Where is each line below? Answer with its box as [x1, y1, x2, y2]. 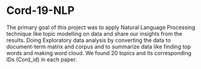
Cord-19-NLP [6, 4, 75, 18]
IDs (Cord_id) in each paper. [6, 56, 78, 63]
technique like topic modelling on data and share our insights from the [6, 30, 183, 37]
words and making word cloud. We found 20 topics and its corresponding [6, 49, 192, 56]
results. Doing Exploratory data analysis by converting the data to [6, 36, 171, 44]
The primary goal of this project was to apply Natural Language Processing [6, 24, 196, 31]
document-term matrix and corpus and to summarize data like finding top [6, 43, 191, 50]
